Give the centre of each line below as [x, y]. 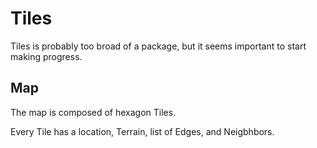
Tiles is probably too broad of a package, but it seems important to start [158, 46]
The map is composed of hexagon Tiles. [93, 112]
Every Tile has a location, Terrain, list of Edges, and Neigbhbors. [142, 131]
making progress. [46, 56]
